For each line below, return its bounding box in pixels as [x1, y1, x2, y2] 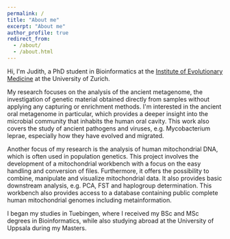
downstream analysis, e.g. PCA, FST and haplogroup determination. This [7, 181, 212, 190]
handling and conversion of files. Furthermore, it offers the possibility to [7, 166, 209, 175]
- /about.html [13, 49, 53, 56]
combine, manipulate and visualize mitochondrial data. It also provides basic [7, 174, 222, 182]
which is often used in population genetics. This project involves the [7, 152, 199, 160]
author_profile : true [7, 29, 69, 36]
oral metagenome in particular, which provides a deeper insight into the [7, 109, 209, 117]
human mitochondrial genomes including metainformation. [7, 196, 172, 204]
